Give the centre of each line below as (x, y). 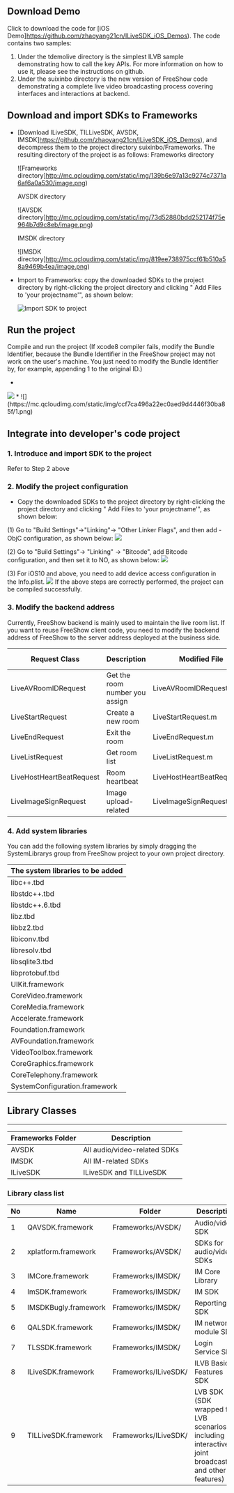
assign (117, 701)
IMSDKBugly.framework (67, 1308)
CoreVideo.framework (47, 996)
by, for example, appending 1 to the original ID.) (75, 369)
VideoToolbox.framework (52, 1053)
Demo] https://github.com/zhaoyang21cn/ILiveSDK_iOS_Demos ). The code (114, 36)
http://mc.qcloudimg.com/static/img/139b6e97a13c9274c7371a (136, 175)
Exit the (118, 732)
